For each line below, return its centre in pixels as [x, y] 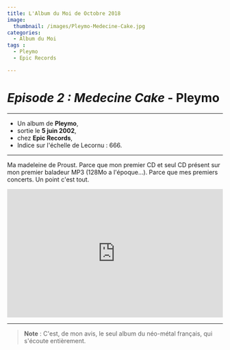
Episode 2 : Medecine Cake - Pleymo [114, 98]
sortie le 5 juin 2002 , [47, 130]
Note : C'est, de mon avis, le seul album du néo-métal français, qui [118, 334]
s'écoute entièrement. [55, 340]
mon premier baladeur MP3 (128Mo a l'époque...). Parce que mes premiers [113, 172]
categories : [24, 33]
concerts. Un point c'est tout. [48, 179]
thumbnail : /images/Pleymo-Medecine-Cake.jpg [79, 26]
